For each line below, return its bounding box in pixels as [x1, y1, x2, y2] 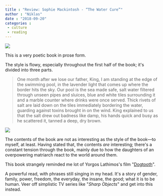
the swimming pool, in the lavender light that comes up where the [17, 81, 148, 87]
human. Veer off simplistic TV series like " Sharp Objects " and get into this [5, 181, 153, 187]
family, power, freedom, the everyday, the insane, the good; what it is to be [5, 176, 155, 182]
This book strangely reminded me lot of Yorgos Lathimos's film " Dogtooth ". [5, 161, 156, 167]
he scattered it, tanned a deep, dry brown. [17, 118, 102, 123]
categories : [5, 20, 32, 26]
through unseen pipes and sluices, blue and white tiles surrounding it [17, 92, 156, 98]
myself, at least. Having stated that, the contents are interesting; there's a [5, 142, 152, 147]
